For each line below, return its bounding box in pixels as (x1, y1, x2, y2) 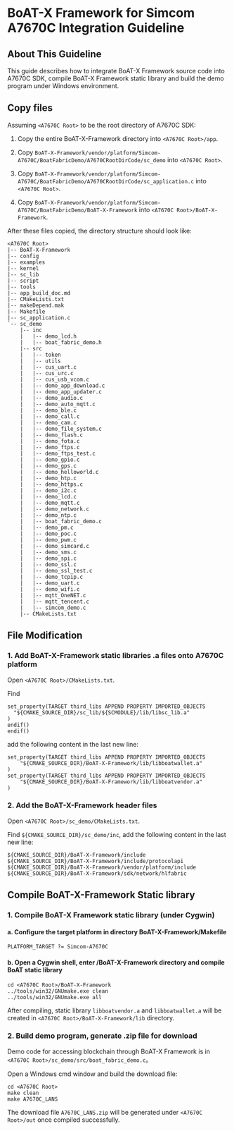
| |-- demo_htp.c (20, 475, 77, 482)
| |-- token (20, 351, 61, 358)
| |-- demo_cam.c (20, 419, 77, 426)
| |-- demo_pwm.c (20, 536, 77, 544)
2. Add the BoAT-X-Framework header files (7, 800, 157, 810)
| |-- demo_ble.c (20, 407, 77, 414)
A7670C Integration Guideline (7, 20, 185, 36)
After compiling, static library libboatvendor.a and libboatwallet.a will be (7, 1006, 222, 1015)
